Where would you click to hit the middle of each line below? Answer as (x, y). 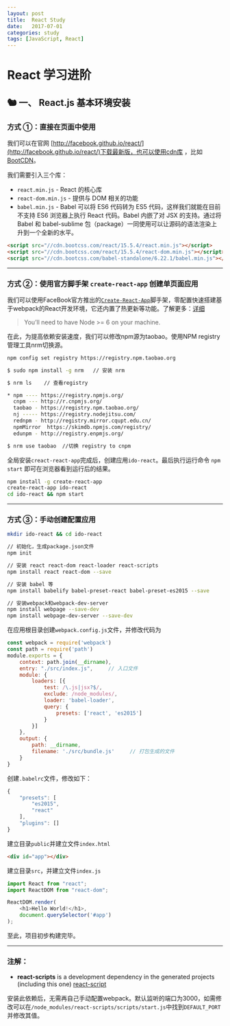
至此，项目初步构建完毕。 (43, 935)
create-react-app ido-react (47, 488)
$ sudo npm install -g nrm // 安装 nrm (66, 370)
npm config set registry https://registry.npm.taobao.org (91, 358)
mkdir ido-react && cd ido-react (55, 534)
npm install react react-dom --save (59, 572)
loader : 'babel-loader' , (79, 701)
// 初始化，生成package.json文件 (51, 547)
